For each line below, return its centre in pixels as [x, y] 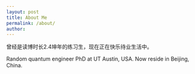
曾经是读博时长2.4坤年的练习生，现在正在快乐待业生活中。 [79, 47]
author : [16, 29]
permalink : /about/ [31, 23]
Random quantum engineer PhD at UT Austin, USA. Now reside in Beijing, [98, 59]
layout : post [23, 12]
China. [15, 66]
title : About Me [27, 18]
